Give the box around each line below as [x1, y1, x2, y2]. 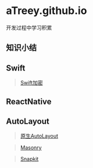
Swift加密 [20, 79, 43, 86]
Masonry [20, 144, 42, 151]
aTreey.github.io [6, 4, 87, 17]
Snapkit [20, 156, 39, 163]
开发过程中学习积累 [6, 24, 52, 31]
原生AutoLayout [20, 132, 58, 139]
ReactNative [6, 96, 52, 106]
